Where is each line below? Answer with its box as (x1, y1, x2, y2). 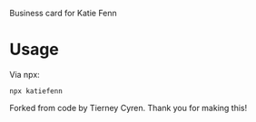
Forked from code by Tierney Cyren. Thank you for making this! (9, 102, 248, 113)
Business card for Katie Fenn (9, 8, 118, 18)
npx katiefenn (9, 86, 64, 96)
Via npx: (9, 69, 41, 80)
